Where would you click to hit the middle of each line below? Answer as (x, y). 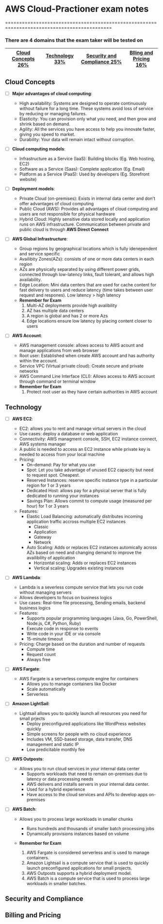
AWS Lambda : (26, 578)
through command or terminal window (57, 382)
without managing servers (45, 592)
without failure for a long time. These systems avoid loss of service (86, 108)
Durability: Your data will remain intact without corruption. (77, 140)
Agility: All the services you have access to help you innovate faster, (87, 129)
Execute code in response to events (62, 629)
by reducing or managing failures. (53, 114)
